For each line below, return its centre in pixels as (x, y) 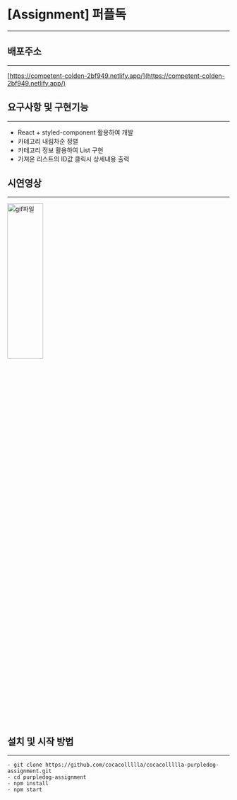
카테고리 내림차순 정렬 (48, 141)
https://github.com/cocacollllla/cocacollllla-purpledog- (132, 765)
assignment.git (30, 771)
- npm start (25, 790)
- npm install (28, 784)
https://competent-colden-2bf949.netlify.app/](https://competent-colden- (117, 76)
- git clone (25, 765)
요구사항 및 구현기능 (48, 107)
